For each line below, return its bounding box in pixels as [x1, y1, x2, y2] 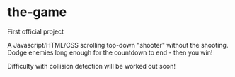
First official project [7, 27, 64, 36]
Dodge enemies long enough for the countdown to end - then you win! [7, 48, 213, 57]
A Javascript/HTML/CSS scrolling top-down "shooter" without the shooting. [7, 41, 229, 49]
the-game [7, 4, 67, 20]
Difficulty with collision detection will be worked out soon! [7, 62, 176, 70]
